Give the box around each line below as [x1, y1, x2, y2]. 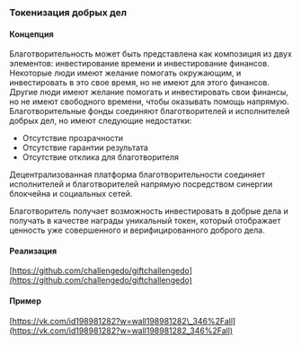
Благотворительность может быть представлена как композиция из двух [9, 49, 292, 59]
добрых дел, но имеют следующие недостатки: [9, 115, 192, 127]
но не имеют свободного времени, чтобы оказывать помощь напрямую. [9, 96, 289, 107]
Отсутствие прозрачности [22, 133, 124, 144]
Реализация [9, 245, 58, 256]
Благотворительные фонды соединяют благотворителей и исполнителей [9, 106, 290, 117]
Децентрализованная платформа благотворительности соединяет [9, 169, 265, 181]
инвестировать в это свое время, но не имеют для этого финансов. [9, 77, 270, 88]
